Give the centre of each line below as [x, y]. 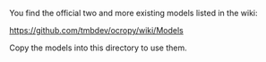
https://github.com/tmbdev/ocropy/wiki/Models [96, 30]
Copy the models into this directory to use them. [98, 48]
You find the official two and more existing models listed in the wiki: [133, 13]
